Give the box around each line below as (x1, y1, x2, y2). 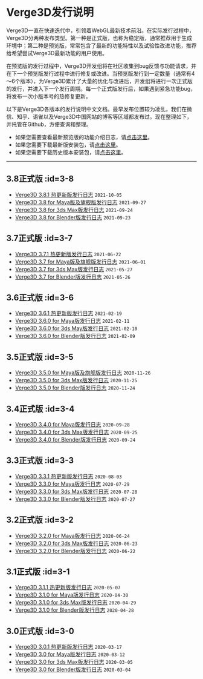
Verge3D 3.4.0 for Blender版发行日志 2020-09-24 (14, 436, 136, 443)
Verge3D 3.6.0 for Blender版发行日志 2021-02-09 (14, 333, 135, 340)
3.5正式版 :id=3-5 (6, 352, 74, 362)
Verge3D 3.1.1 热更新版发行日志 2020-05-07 (14, 584, 121, 591)
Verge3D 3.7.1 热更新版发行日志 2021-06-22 (14, 250, 121, 257)
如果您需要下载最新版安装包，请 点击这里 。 (14, 141, 121, 148)
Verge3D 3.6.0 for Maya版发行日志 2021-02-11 (14, 317, 130, 325)
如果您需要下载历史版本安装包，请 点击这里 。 (14, 148, 127, 156)
